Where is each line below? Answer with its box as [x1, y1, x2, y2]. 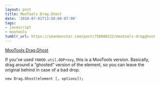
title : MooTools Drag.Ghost [5, 12, 62, 16]
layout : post [5, 7, 32, 12]
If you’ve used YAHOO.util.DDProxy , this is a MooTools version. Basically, [5, 57, 150, 62]
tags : [5, 20, 16, 26]
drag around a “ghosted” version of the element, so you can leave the [5, 61, 144, 68]
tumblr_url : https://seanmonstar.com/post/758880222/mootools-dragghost [5, 34, 156, 39]
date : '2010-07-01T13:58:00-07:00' [5, 16, 77, 21]
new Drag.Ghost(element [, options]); [5, 76, 84, 81]
